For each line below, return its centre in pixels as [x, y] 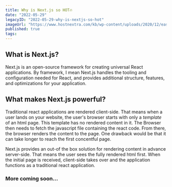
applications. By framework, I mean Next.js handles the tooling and [76, 72]
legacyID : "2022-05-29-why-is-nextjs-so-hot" [55, 19]
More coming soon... [32, 178]
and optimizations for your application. [46, 83]
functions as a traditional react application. [50, 165]
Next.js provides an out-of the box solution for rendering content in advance [86, 149]
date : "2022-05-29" [26, 15]
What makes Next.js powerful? [56, 100]
